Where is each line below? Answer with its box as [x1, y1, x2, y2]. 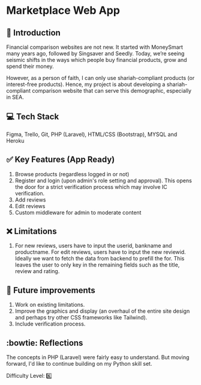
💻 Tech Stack [6, 112, 59, 122]
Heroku [6, 137, 25, 144]
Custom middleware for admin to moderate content [14, 209, 142, 216]
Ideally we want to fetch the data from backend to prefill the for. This [14, 255, 185, 262]
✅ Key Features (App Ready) [6, 155, 115, 165]
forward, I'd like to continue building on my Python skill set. [6, 360, 152, 368]
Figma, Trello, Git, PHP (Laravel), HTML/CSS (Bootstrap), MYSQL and [6, 131, 178, 138]
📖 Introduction [6, 28, 61, 38]
